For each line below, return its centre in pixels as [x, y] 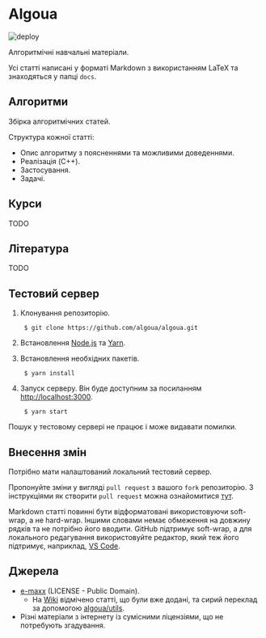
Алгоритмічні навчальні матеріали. [69, 52]
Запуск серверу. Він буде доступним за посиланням [111, 388]
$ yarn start [46, 412]
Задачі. [33, 178]
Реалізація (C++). [50, 161]
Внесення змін [48, 452]
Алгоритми [38, 102]
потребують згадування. [63, 625]
